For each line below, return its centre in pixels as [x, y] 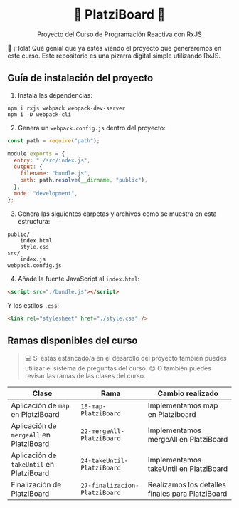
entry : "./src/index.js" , [52, 160]
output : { [28, 167]
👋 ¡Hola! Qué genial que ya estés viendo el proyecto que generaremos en [115, 48]
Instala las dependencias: [55, 95]
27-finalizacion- [110, 486]
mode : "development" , [46, 193]
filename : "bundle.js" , [55, 174]
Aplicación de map [40, 405]
